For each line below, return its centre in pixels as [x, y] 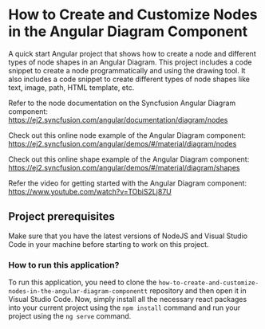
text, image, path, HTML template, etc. [71, 87]
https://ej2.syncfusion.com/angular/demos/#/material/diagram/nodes [123, 143]
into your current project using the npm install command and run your [125, 307]
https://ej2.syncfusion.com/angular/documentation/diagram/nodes [118, 119]
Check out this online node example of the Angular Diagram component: [127, 135]
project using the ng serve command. [70, 316]
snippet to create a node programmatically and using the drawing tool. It [127, 70]
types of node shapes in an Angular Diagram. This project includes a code [130, 62]
